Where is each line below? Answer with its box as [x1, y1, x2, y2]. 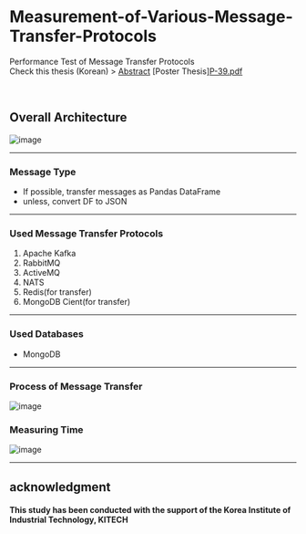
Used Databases [9, 328, 84, 340]
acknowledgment [9, 479, 111, 495]
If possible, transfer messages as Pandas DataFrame [22, 186, 221, 197]
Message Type [9, 165, 76, 178]
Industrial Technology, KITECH [9, 514, 129, 526]
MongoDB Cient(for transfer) [22, 297, 131, 308]
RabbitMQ [22, 257, 61, 268]
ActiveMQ [22, 267, 61, 278]
